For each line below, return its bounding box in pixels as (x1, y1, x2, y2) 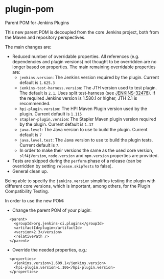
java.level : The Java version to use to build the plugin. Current (19, 126, 148, 132)
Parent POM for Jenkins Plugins (5, 20, 70, 26)
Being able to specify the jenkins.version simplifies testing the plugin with (5, 178, 156, 184)
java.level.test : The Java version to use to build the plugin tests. (19, 137, 153, 143)
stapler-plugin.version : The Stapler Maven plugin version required (19, 116, 157, 122)
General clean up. (12, 168, 48, 174)
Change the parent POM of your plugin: (12, 207, 92, 213)
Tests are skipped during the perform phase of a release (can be (12, 158, 142, 164)
